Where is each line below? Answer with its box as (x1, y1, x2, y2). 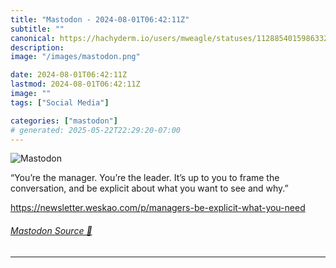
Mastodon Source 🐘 (10, 224, 93, 236)
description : (10, 42, 65, 53)
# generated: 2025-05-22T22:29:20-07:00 (10, 125, 182, 135)
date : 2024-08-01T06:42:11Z (10, 70, 128, 80)
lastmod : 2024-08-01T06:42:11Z (10, 79, 141, 90)
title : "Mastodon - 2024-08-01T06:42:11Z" (10, 14, 190, 25)
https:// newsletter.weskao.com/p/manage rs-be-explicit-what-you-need (10, 202, 306, 214)
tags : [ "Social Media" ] (10, 97, 110, 108)
